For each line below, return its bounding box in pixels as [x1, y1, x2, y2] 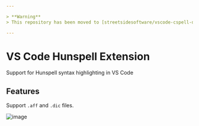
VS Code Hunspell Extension [6, 49, 150, 63]
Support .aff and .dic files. [6, 102, 74, 109]
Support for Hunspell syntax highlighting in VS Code [6, 69, 134, 77]
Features [6, 86, 40, 96]
